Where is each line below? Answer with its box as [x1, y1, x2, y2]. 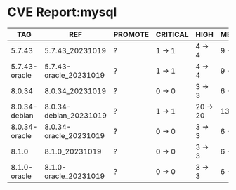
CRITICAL [155, 29, 189, 39]
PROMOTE [113, 29, 150, 39]
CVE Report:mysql [7, 4, 117, 20]
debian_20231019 [44, 110, 107, 120]
